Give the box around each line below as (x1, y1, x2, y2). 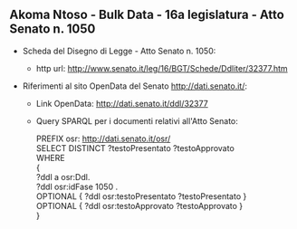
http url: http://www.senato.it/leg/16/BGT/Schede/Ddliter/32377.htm (35, 62, 288, 73)
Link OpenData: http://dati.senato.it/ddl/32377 (35, 98, 208, 109)
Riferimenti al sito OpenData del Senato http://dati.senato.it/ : (22, 81, 247, 91)
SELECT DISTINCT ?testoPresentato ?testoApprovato (35, 142, 235, 153)
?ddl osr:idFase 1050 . (35, 181, 119, 192)
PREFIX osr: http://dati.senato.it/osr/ (35, 133, 171, 144)
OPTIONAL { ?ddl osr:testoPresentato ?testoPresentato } (35, 190, 247, 202)
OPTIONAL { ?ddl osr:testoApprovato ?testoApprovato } (35, 200, 244, 211)
